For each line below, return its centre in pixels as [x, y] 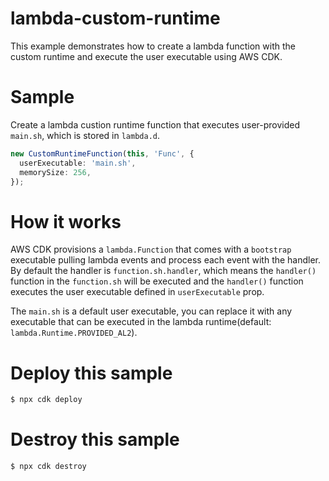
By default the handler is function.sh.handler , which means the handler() [163, 271]
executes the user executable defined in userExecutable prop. [137, 292]
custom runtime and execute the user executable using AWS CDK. [146, 56]
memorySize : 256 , [55, 172]
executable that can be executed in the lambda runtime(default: [141, 322]
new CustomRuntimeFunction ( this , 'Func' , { [102, 153]
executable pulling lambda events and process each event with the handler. [166, 260]
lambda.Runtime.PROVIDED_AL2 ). [74, 333]
